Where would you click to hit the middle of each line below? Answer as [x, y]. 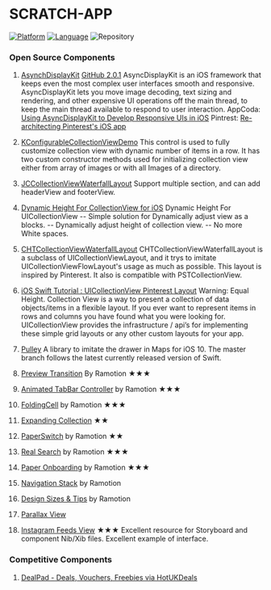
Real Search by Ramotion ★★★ [75, 452]
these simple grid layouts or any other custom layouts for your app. [132, 334]
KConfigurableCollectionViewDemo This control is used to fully [125, 142]
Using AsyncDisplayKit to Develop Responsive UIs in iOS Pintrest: [129, 118]
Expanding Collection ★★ [65, 420]
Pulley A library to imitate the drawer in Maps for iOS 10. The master [133, 349]
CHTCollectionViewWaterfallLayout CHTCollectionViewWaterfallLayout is [142, 249]
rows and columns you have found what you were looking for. [123, 317]
